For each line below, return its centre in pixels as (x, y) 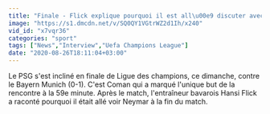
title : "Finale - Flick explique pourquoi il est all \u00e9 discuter (127, 16)
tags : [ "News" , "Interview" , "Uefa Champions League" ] (98, 46)
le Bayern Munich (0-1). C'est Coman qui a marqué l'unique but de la (122, 84)
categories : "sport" (43, 38)
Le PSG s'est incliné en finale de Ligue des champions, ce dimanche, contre (134, 76)
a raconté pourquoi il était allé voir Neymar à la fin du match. (108, 102)
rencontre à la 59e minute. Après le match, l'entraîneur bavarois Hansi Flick (133, 93)
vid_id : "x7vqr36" (39, 31)
